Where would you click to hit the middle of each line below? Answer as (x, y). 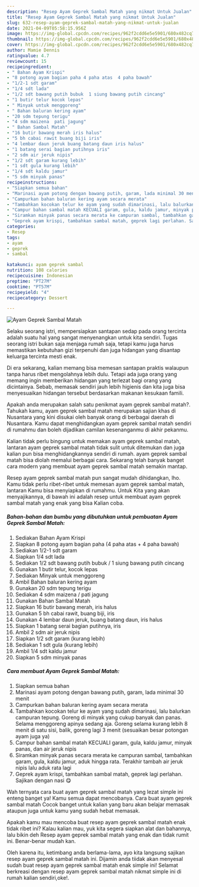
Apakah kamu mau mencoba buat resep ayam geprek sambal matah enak (96, 822)
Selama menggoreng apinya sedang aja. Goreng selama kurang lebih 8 (101, 724)
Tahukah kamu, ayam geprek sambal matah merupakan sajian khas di (91, 411)
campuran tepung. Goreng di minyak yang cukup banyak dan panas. (99, 718)
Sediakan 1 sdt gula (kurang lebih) (56, 645)
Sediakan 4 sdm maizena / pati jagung (62, 595)
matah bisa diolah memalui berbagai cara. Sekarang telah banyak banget (95, 460)
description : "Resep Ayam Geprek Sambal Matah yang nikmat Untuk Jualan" (99, 12)
